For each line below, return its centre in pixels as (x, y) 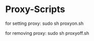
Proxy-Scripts (35, 9)
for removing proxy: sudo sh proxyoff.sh (47, 33)
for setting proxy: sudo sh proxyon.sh (44, 23)
